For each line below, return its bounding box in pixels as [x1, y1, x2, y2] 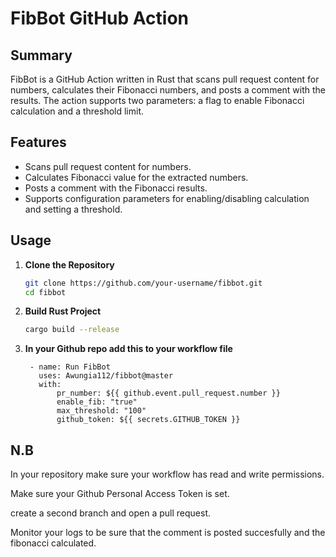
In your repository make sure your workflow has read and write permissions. [10, 468, 325, 481]
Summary [10, 47, 73, 64]
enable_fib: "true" [56, 397, 138, 407]
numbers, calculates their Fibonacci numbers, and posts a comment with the [10, 84, 327, 96]
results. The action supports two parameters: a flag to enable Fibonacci [10, 95, 305, 106]
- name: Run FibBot [29, 362, 111, 372]
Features [10, 134, 67, 151]
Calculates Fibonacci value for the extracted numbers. [24, 171, 249, 183]
